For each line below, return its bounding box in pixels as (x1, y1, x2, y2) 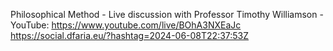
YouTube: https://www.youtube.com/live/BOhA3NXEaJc (10, 19, 242, 31)
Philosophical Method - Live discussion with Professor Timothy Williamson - (10, 9, 324, 20)
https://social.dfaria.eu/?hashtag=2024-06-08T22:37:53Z (10, 30, 250, 41)
